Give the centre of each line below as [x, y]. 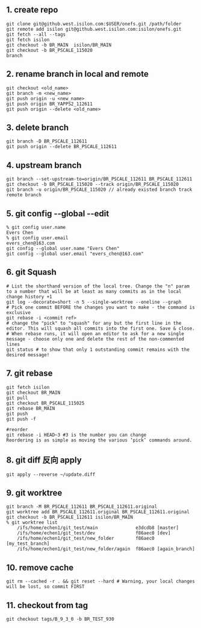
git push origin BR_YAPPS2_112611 [50, 104]
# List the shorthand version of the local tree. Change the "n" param [98, 286]
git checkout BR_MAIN [33, 392]
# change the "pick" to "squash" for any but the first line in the [94, 323]
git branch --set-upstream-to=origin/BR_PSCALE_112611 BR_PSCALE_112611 [99, 179]
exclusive [19, 312]
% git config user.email [37, 238]
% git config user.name [36, 228]
